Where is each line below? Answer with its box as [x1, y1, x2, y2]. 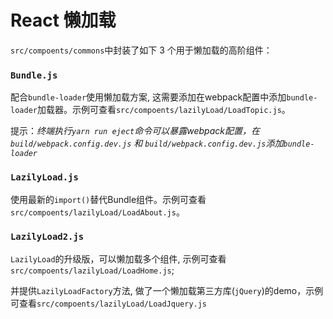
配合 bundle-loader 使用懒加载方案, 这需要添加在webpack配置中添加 [10, 91, 287, 103]
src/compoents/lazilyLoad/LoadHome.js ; [10, 264, 175, 276]
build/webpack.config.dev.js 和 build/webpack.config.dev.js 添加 [10, 137, 284, 150]
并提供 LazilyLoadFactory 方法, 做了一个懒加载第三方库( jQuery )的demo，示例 [10, 284, 324, 296]
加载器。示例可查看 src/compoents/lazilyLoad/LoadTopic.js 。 [36, 104, 291, 116]
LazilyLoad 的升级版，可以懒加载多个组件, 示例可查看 [10, 252, 227, 265]
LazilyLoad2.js [10, 231, 85, 243]
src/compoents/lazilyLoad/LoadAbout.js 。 [10, 206, 185, 218]
